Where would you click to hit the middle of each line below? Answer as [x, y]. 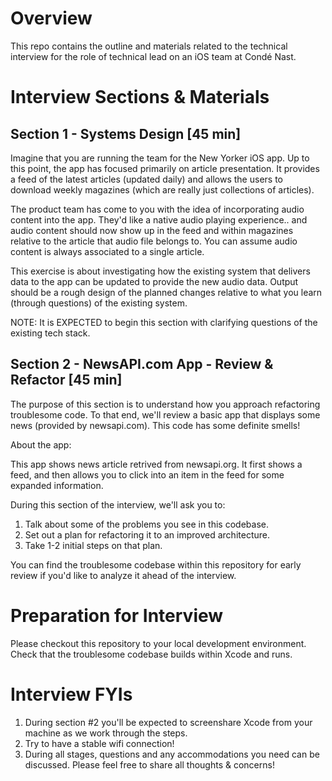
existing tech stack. [50, 333]
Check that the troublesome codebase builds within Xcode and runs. [151, 654]
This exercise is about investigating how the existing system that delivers [160, 271]
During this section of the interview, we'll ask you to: [118, 504]
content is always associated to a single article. [107, 251]
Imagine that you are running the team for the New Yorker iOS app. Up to [160, 158]
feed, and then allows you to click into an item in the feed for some [147, 474]
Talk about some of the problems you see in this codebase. [146, 524]
